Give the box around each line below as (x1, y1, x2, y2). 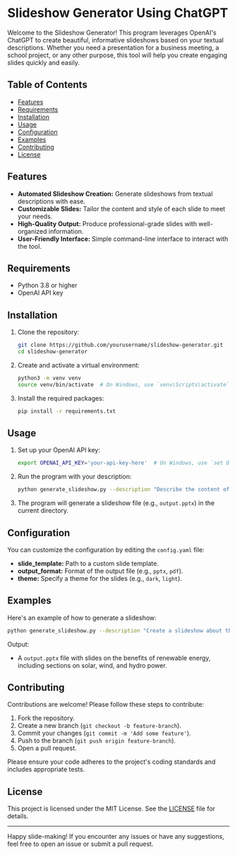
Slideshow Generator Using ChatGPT (7, 5, 229, 21)
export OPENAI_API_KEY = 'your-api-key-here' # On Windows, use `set (17, 459, 224, 467)
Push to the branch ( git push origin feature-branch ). (17, 736, 176, 745)
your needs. (17, 212, 53, 220)
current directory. (17, 507, 69, 515)
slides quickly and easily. (7, 58, 80, 66)
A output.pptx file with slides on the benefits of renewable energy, (17, 654, 211, 662)
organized (17, 227, 47, 235)
